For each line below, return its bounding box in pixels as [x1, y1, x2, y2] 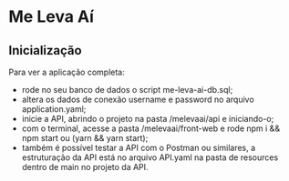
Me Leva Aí [8, 6, 95, 27]
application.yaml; [21, 104, 87, 115]
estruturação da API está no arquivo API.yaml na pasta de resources [21, 152, 279, 163]
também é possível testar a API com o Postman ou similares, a [21, 143, 256, 153]
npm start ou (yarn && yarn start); [21, 133, 149, 143]
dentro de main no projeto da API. [21, 162, 149, 172]
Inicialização [8, 43, 83, 58]
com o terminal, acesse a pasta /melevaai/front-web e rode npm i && [21, 123, 280, 134]
